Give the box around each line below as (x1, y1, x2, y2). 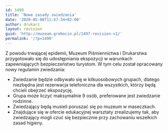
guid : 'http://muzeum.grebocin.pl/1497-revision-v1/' (5, 31, 123, 36)
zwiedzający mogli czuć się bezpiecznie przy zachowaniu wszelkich (12, 114, 157, 120)
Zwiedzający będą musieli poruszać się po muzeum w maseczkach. (12, 103, 156, 110)
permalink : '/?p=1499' (5, 36, 54, 41)
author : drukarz (5, 21, 40, 27)
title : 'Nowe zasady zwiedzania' (5, 12, 77, 17)
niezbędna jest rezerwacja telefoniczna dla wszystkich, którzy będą (12, 81, 156, 88)
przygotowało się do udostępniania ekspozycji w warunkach (5, 55, 133, 61)
